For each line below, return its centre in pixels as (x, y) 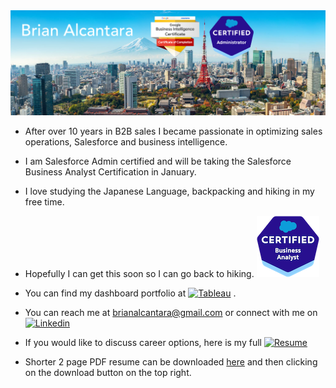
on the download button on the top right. (108, 372)
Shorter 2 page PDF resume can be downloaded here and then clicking (171, 361)
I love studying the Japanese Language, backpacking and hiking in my (169, 191)
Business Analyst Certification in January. (110, 171)
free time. (44, 201)
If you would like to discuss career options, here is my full (143, 342)
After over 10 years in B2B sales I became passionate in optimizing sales (173, 131)
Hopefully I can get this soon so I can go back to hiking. (139, 273)
